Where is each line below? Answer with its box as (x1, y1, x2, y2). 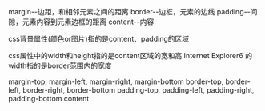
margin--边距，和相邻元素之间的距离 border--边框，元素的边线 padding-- (8, 7, 251, 16)
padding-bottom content (8, 94, 90, 103)
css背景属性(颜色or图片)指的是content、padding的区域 (8, 34, 190, 43)
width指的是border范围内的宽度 (8, 61, 112, 70)
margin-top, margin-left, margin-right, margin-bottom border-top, (8, 77, 224, 86)
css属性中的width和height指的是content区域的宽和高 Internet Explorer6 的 (8, 51, 253, 60)
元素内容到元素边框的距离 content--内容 (22, 17, 155, 26)
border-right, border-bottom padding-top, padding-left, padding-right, (22, 85, 255, 94)
